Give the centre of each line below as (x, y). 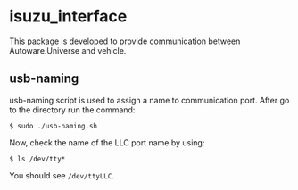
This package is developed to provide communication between (125, 41)
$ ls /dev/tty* (37, 159)
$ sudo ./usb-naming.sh (54, 126)
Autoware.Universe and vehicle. (68, 50)
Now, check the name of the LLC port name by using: (107, 142)
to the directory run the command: (72, 110)
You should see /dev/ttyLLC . (62, 175)
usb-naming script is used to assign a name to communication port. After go (149, 100)
